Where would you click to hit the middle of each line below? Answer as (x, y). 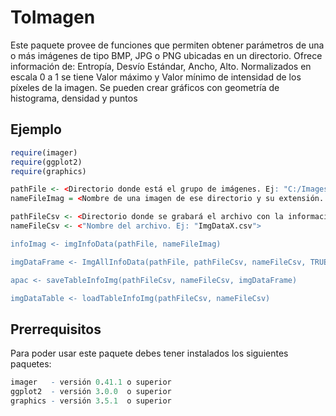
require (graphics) (48, 171)
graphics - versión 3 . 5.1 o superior (91, 401)
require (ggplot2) (46, 162)
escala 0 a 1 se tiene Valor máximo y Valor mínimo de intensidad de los (156, 77)
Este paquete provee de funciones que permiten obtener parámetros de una (167, 45)
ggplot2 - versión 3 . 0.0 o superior (91, 392)
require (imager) (44, 152)
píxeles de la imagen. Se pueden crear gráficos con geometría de (145, 87)
